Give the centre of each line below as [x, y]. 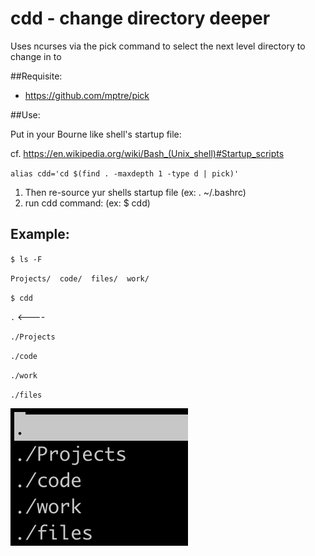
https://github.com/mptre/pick [87, 95]
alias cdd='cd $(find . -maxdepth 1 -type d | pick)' [125, 173]
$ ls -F [26, 259]
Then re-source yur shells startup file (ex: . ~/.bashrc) [135, 192]
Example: [40, 234]
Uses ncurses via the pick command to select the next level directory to [158, 46]
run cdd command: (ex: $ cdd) [87, 203]
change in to [36, 56]
